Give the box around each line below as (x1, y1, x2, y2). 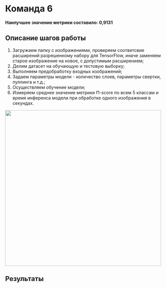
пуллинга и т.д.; (12, 79, 46, 85)
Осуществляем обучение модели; (12, 84, 86, 90)
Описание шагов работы (5, 34, 86, 42)
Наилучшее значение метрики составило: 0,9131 (5, 19, 113, 25)
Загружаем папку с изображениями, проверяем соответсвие (12, 47, 145, 53)
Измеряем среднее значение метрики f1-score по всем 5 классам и (12, 89, 159, 95)
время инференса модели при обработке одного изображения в (12, 95, 151, 101)
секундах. (12, 100, 34, 106)
